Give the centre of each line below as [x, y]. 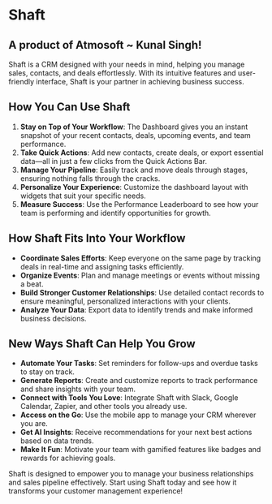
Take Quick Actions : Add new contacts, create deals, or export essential [142, 153]
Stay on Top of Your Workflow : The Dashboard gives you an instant [134, 127]
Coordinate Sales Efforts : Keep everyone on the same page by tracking [140, 258]
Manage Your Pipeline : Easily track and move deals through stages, [134, 170]
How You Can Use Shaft [69, 107]
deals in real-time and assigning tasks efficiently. [102, 266]
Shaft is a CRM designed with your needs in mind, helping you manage [127, 64]
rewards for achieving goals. [68, 458]
